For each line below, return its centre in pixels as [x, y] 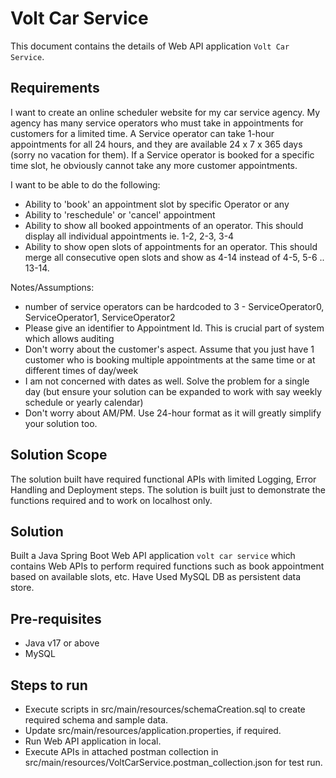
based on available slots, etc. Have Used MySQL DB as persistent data [156, 577]
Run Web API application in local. [93, 741]
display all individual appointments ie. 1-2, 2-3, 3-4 [129, 236]
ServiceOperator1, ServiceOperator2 [100, 317]
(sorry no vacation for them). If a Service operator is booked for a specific [162, 154]
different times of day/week [81, 370]
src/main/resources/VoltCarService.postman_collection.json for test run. [173, 762]
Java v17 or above [62, 643]
